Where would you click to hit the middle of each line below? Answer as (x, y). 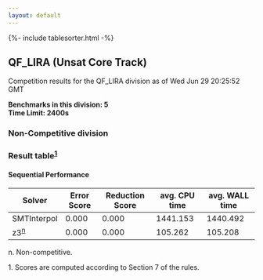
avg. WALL (229, 195)
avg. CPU (178, 195)
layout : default (34, 15)
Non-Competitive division (58, 133)
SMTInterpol (35, 218)
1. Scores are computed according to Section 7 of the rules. (104, 267)
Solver (35, 200)
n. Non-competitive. (40, 253)
